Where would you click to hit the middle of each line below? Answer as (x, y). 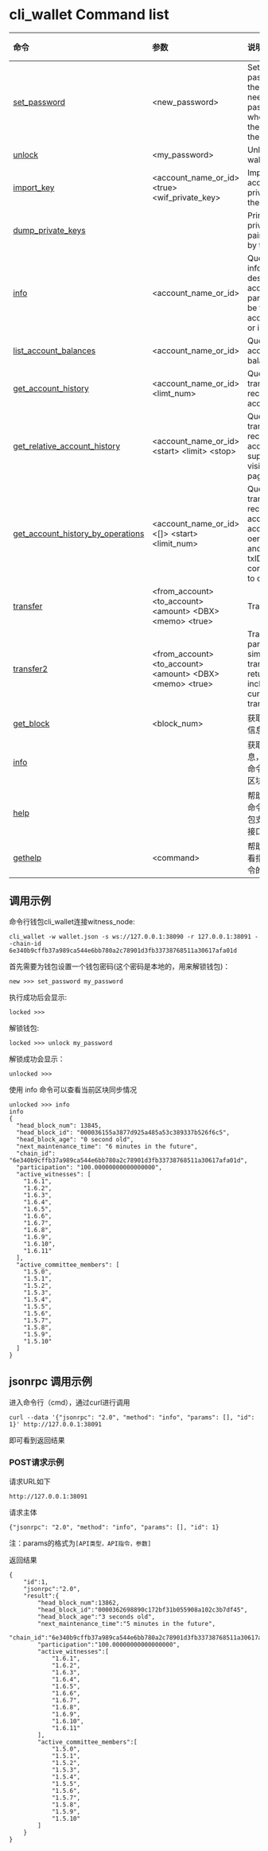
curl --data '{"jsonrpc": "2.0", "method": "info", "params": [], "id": (132, 1417)
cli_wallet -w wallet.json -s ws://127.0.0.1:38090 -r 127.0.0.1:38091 (130, 936)
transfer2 (31, 668)
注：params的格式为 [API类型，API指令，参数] (80, 1543)
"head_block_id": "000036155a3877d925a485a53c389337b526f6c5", (123, 1132)
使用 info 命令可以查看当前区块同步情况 (73, 1089)
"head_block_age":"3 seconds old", (97, 1616)
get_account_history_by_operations (79, 533)
